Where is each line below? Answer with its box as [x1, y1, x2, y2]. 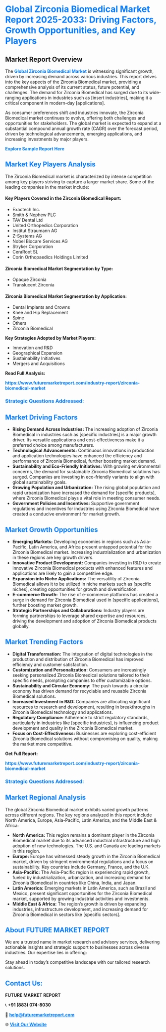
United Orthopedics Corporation [12, 223, 78, 229]
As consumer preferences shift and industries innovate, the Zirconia [5, 110, 144, 116]
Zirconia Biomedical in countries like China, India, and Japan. [12, 880, 137, 886]
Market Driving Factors [5, 413, 78, 421]
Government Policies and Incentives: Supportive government [12, 501, 140, 507]
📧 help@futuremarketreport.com [5, 1012, 75, 1018]
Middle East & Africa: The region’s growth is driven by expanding [12, 901, 146, 907]
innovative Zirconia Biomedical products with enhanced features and [12, 565, 153, 571]
